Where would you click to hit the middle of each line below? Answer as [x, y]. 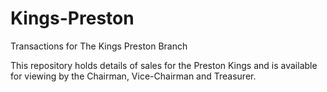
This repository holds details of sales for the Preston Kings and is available [164, 65]
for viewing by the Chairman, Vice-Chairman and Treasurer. [133, 76]
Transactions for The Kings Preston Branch [99, 46]
